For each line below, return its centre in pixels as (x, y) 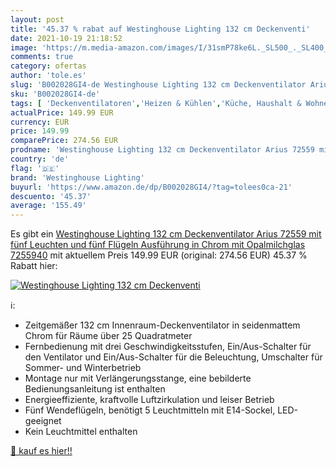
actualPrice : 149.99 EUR (62, 112)
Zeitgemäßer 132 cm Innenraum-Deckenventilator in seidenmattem (162, 325)
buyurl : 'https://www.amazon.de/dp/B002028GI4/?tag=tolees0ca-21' (151, 187)
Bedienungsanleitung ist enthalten (95, 389)
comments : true (42, 57)
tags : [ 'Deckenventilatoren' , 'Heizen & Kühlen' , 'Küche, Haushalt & (156, 103)
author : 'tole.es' (48, 76)
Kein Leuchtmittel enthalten (81, 432)
